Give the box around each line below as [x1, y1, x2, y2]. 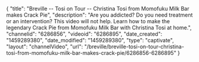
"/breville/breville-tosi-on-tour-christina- [84, 43, 184, 50]
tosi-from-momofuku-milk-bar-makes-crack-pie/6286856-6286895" [6, 49, 176, 56]
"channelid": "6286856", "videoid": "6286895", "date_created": [6, 30, 163, 38]
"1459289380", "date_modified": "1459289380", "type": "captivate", [6, 37, 174, 44]
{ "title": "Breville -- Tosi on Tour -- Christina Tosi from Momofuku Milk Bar [6, 5, 189, 12]
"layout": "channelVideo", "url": [6, 43, 84, 50]
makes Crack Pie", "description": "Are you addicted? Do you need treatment [6, 11, 193, 18]
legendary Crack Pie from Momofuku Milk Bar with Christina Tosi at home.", [6, 24, 192, 31]
